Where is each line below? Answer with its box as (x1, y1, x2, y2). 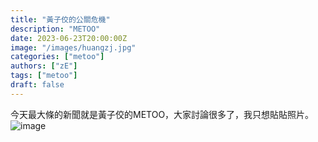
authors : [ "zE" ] (10, 61, 78, 71)
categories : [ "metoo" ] (10, 52, 105, 62)
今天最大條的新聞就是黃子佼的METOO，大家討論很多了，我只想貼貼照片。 (10, 108, 315, 120)
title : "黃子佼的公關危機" (10, 14, 111, 25)
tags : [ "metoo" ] (10, 71, 78, 81)
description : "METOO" (10, 24, 101, 34)
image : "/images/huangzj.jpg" (10, 42, 137, 53)
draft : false (10, 80, 65, 90)
